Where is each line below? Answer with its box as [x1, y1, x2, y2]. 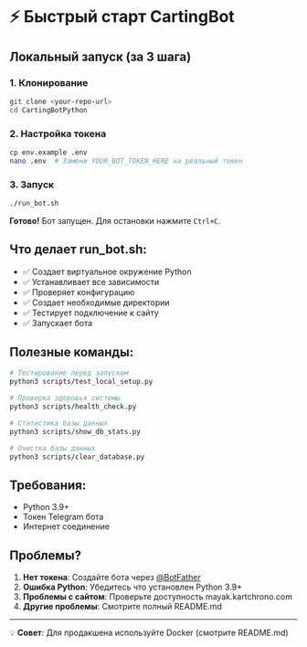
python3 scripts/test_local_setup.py [9, 377, 153, 387]
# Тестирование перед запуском [9, 368, 129, 378]
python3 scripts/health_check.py [9, 402, 137, 411]
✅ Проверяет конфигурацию [22, 286, 135, 297]
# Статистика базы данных [9, 419, 108, 428]
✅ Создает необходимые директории [22, 297, 171, 308]
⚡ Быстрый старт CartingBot [9, 6, 235, 27]
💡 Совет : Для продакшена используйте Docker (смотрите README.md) [9, 627, 290, 639]
